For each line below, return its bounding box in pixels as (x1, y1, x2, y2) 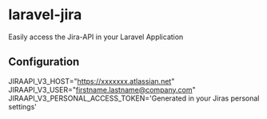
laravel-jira (8, 6, 82, 24)
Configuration (8, 55, 80, 69)
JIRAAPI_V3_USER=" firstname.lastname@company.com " (8, 85, 196, 94)
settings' (8, 101, 38, 111)
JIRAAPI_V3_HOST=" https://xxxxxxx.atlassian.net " (8, 76, 175, 85)
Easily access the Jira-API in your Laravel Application (8, 32, 184, 42)
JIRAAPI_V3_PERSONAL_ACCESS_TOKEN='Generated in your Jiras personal (8, 93, 260, 103)
